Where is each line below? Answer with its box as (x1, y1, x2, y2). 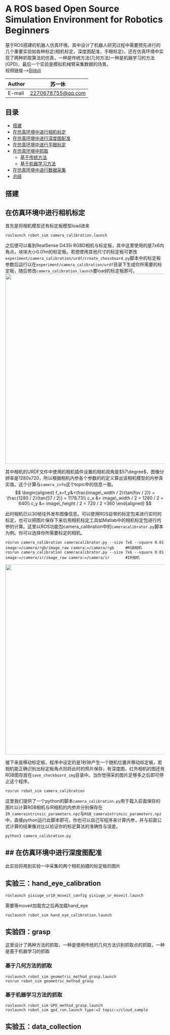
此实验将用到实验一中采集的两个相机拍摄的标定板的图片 (5, 863, 120, 869)
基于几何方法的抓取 (5, 962, 52, 969)
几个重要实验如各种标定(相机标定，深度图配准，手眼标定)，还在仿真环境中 (5, 48, 159, 54)
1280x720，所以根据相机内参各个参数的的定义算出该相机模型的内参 (18, 475, 159, 481)
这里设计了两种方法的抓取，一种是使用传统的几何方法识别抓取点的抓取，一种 (5, 942, 165, 948)
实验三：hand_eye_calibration (5, 879, 101, 888)
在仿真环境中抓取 (12, 148, 49, 154)
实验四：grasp (5, 927, 51, 936)
